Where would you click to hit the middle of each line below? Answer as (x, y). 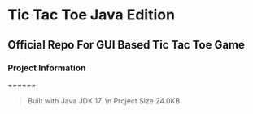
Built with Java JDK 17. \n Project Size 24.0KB (104, 101)
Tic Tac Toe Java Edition (92, 15)
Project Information (47, 68)
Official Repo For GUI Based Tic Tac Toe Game (126, 45)
